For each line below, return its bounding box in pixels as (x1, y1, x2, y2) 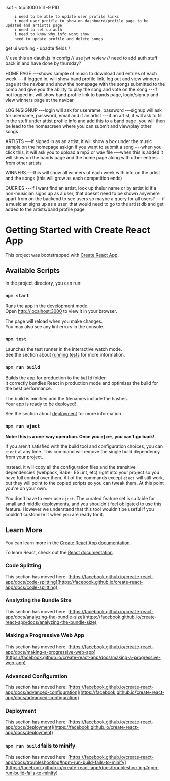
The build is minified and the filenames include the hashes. (5, 395, 128, 401)
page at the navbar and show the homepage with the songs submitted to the (5, 81, 165, 87)
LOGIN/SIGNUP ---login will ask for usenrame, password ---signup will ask (5, 107, 162, 113)
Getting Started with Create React (5, 224, 151, 236)
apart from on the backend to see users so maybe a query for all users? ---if (5, 196, 165, 202)
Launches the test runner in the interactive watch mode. (5, 346, 123, 352)
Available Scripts (5, 266, 60, 275)
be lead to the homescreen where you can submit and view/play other (5, 123, 152, 129)
